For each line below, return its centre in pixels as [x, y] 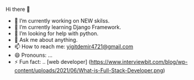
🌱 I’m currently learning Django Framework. [68, 27]
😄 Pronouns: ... [33, 55]
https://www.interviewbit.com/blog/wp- [139, 62]
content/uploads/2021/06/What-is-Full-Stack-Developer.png [89, 70]
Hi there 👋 [18, 9]
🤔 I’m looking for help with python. [56, 33]
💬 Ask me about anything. [46, 40]
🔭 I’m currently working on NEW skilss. [62, 21]
